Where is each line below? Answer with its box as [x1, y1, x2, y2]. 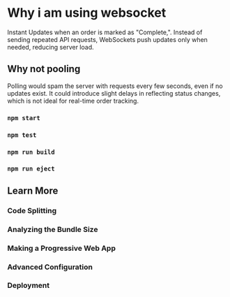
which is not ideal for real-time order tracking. [7, 96, 139, 105]
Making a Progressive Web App [7, 243, 116, 253]
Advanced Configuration [7, 262, 93, 272]
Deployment [7, 281, 50, 291]
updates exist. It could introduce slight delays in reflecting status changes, [7, 89, 221, 97]
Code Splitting [7, 205, 57, 215]
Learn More [7, 184, 59, 196]
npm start [7, 114, 40, 122]
